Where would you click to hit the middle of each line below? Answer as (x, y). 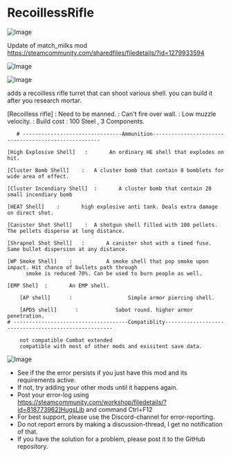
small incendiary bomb (40, 195)
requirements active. (46, 380)
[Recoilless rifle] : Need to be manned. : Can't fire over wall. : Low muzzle (112, 114)
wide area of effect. (38, 176)
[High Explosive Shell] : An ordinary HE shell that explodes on (116, 152)
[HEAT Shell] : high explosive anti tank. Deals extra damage (112, 207)
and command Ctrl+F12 (119, 409)
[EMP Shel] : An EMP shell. (58, 286)
